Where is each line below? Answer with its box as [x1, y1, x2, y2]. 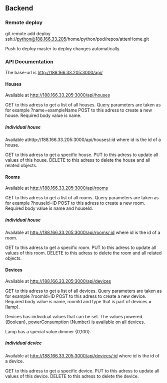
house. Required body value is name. [5, 112, 81, 118]
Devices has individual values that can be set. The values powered [5, 313, 142, 319]
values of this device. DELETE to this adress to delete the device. [5, 373, 139, 379]
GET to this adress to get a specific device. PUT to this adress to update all [5, 367, 159, 373]
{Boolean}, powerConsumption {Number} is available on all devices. [5, 319, 145, 325]
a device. [5, 358, 24, 364]
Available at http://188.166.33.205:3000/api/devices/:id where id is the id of [5, 352, 160, 358]
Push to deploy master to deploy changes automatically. [5, 45, 121, 52]
